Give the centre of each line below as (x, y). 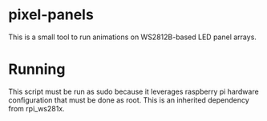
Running (37, 69)
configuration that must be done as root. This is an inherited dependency (129, 100)
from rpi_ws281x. (37, 108)
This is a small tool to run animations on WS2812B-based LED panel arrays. (132, 37)
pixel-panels (51, 15)
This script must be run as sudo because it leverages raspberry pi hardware (133, 91)
